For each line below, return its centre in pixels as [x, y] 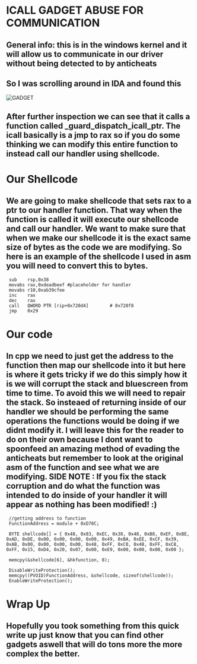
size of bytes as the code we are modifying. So [94, 247]
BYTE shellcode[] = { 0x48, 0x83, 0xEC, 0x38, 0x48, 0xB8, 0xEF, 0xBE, [99, 534]
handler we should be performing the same [88, 412]
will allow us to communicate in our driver [85, 54]
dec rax [22, 301]
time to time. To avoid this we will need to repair [96, 393]
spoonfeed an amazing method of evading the [93, 449]
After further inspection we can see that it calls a [98, 116]
